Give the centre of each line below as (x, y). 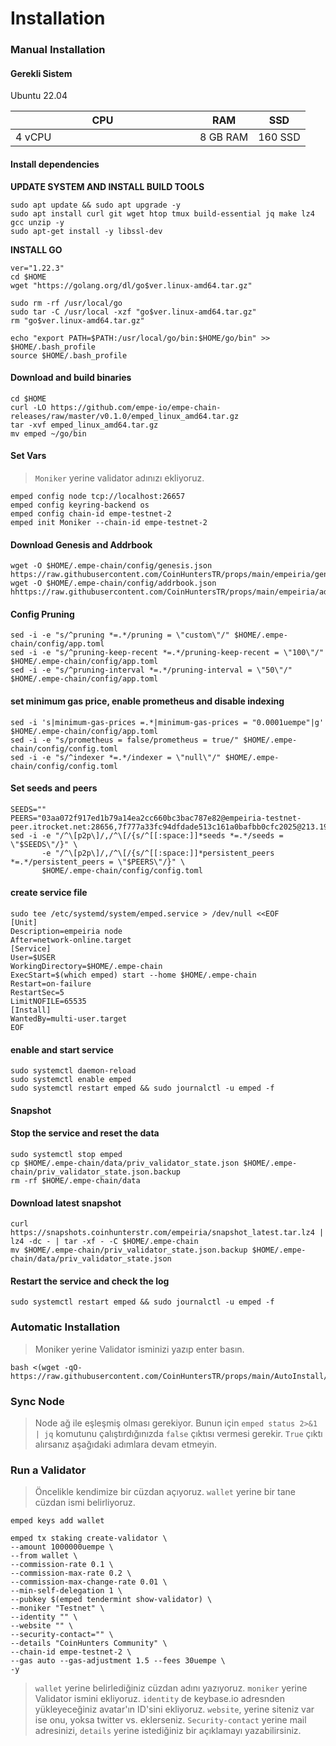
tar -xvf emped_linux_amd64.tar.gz (84, 425)
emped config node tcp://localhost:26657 (98, 496)
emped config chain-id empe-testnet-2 (91, 513)
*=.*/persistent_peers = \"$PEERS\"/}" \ (98, 862)
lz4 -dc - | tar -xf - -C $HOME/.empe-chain (104, 1242)
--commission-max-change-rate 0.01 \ (89, 1582)
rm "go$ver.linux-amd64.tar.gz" (77, 320)
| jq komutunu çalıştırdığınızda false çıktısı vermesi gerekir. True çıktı (178, 1433)
